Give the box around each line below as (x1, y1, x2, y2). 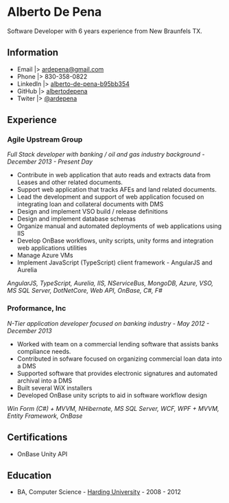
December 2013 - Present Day (7, 157, 93, 166)
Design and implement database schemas (16, 214, 136, 223)
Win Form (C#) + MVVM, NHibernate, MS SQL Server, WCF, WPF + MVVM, (7, 404, 219, 412)
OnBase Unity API (16, 449, 68, 458)
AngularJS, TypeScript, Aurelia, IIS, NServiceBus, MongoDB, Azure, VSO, (7, 279, 214, 287)
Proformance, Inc (7, 304, 67, 313)
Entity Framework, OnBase (7, 412, 83, 420)
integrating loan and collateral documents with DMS (16, 200, 164, 208)
